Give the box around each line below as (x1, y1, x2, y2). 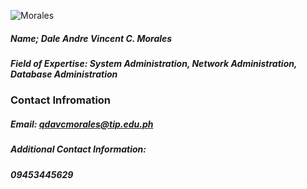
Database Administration (10, 68, 118, 80)
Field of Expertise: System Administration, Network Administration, (10, 57, 298, 69)
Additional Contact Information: (10, 143, 147, 155)
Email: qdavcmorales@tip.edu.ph (10, 118, 154, 130)
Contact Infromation (10, 93, 112, 107)
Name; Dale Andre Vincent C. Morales (10, 32, 173, 44)
